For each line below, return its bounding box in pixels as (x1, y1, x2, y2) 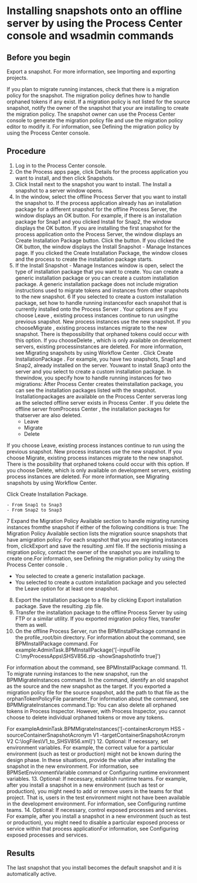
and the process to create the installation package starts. (15, 256, 153, 263)
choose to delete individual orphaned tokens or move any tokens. (6, 714, 165, 721)
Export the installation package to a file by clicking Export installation (15, 596, 182, 603)
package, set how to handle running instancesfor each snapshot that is (15, 299, 187, 306)
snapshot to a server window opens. (15, 187, 104, 194)
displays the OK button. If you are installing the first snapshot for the (15, 224, 181, 231)
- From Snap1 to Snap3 (6, 502, 62, 508)
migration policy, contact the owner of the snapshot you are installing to (6, 548, 181, 556)
